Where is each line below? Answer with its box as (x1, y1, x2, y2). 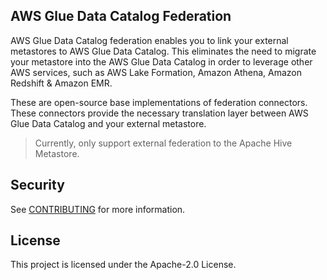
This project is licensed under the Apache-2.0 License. (10, 259, 237, 271)
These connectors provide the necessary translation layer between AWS (10, 107, 309, 119)
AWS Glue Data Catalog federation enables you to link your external (10, 34, 289, 46)
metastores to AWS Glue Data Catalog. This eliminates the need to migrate (10, 45, 317, 57)
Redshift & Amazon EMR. (10, 77, 113, 89)
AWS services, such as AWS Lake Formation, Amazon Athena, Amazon (10, 66, 303, 78)
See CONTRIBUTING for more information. (10, 203, 186, 215)
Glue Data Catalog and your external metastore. (10, 117, 207, 129)
